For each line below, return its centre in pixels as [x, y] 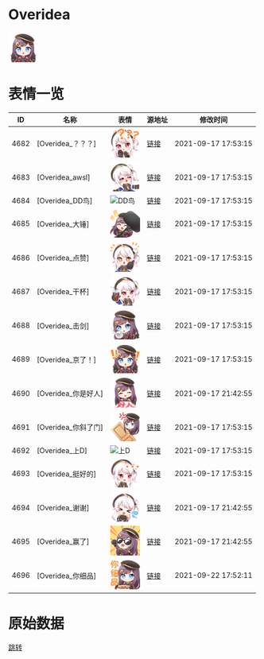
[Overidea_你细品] [67, 576]
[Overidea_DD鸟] [65, 201]
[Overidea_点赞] [63, 258]
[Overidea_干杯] [63, 292]
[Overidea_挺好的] [67, 474]
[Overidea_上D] [62, 451]
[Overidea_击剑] [63, 326]
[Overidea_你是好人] [70, 393]
